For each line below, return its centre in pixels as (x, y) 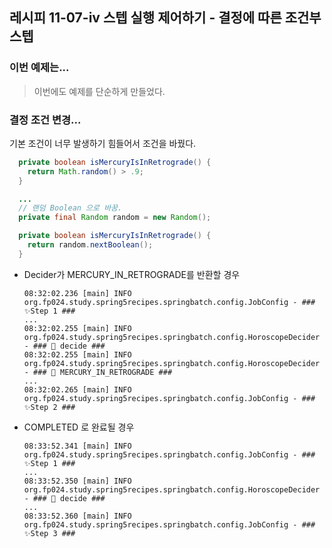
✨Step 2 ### (49, 407)
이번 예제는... (39, 68)
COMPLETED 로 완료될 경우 (79, 427)
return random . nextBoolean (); (90, 245)
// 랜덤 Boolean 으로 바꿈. (70, 208)
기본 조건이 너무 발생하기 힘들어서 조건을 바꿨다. (103, 143)
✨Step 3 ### (49, 533)
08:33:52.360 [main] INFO (77, 516)
